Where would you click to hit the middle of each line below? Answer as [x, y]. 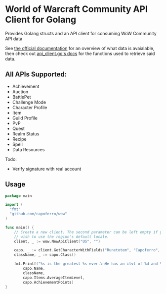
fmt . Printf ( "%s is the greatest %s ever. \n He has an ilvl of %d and [86, 264]
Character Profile [30, 107]
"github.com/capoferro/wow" [39, 214]
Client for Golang [41, 20]
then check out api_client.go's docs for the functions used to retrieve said [80, 54]
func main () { [20, 227]
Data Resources [28, 149]
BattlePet [21, 97]
